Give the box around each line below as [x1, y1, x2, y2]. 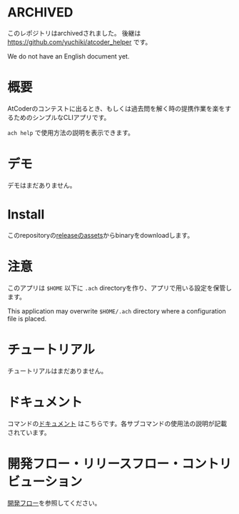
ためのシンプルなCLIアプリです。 [13, 113, 111, 121]
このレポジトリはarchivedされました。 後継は [7, 29, 141, 37]
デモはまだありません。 [7, 181, 76, 189]
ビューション [7, 473, 83, 490]
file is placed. [7, 314, 47, 323]
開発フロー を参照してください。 [7, 498, 101, 507]
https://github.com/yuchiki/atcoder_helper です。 [7, 37, 152, 46]
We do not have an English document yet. [7, 51, 130, 61]
